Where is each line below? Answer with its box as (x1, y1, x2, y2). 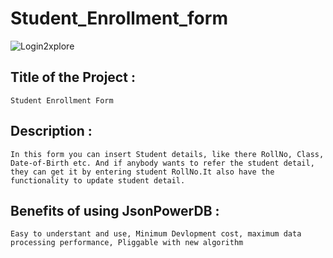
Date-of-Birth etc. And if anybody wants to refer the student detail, (10, 158, 315, 168)
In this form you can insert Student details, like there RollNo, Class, (10, 149, 325, 159)
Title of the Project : (10, 69, 136, 86)
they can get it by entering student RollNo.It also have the (10, 167, 275, 177)
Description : (10, 123, 93, 140)
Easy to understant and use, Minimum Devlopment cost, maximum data (10, 229, 302, 239)
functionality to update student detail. (10, 175, 186, 186)
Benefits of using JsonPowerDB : (10, 202, 220, 219)
